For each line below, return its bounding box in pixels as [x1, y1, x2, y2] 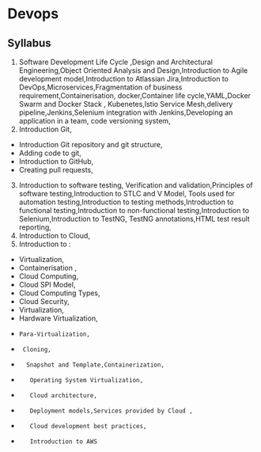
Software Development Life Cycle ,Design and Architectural [18, 57, 213, 66]
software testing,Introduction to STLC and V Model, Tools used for [18, 189, 235, 198]
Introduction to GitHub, [18, 157, 94, 166]
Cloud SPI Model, [18, 280, 76, 289]
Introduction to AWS [29, 438, 98, 446]
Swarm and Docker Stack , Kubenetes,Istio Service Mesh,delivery [18, 100, 233, 108]
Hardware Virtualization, [18, 313, 98, 323]
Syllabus [7, 36, 52, 50]
